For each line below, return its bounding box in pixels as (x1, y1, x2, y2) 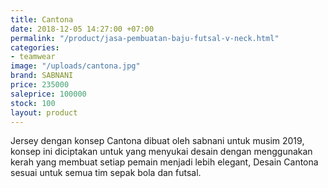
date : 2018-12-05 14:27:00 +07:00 (10, 24, 155, 34)
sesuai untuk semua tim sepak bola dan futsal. (10, 167, 202, 179)
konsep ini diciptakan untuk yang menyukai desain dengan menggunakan (10, 146, 313, 158)
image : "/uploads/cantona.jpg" (10, 61, 141, 71)
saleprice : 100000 (10, 89, 87, 99)
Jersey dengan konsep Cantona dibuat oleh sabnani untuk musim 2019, (10, 135, 305, 147)
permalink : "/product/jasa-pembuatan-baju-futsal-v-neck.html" (10, 33, 280, 43)
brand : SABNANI (10, 71, 74, 81)
